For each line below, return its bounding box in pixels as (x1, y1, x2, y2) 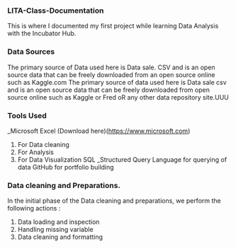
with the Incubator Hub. (7, 29, 77, 37)
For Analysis (17, 148, 55, 156)
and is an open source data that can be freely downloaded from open (7, 85, 210, 94)
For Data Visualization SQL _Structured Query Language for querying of (17, 155, 227, 164)
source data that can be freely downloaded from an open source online (7, 70, 215, 79)
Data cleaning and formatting (17, 232, 103, 242)
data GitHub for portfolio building (17, 163, 115, 171)
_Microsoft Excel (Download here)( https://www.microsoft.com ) (7, 126, 191, 135)
